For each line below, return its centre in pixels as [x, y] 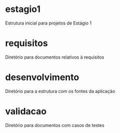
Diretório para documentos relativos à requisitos [55, 57]
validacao [26, 111]
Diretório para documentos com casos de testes [55, 125]
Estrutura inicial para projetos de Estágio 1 [48, 23]
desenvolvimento [42, 77]
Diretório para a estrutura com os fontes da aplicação [60, 91]
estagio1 [23, 9]
